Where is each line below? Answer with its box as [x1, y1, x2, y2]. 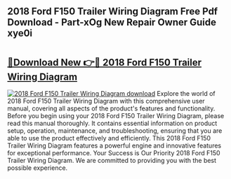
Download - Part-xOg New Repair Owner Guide [7, 17, 216, 29]
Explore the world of [157, 89, 216, 97]
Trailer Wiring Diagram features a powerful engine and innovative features [7, 141, 222, 150]
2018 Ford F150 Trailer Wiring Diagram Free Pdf [7, 6, 218, 17]
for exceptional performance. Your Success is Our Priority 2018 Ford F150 [7, 149, 220, 157]
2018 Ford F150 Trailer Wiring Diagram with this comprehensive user [7, 97, 205, 105]
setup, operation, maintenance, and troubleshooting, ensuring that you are [7, 127, 223, 135]
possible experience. [7, 164, 68, 172]
